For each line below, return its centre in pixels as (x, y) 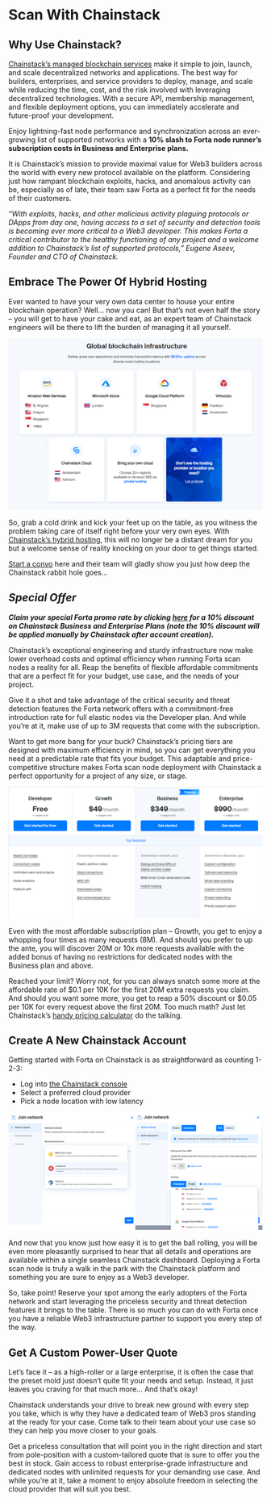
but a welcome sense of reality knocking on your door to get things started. (134, 548)
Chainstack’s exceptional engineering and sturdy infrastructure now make (131, 650)
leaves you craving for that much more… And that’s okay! (103, 1389)
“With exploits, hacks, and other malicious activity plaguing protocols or (129, 214)
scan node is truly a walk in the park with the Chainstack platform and (124, 1269)
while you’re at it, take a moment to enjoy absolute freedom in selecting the (133, 1481)
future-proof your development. (61, 115)
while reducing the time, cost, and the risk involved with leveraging (119, 90)
